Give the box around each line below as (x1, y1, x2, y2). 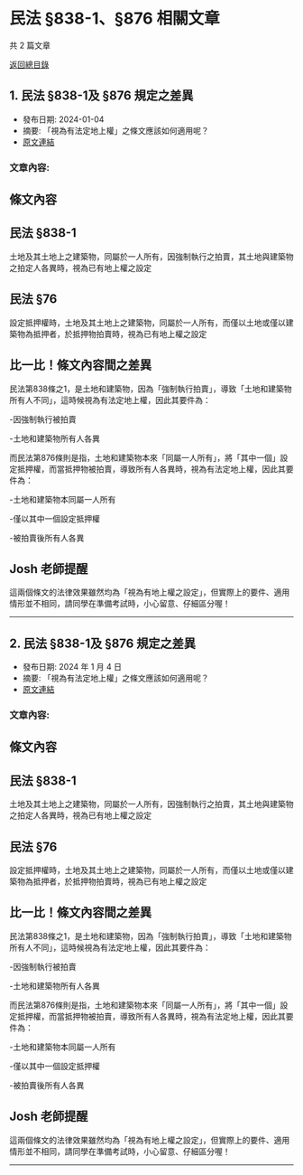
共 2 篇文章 (9, 40, 51, 51)
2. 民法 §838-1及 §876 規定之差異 (9, 635, 197, 651)
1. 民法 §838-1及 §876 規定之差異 (9, 88, 194, 104)
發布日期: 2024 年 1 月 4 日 (22, 662, 122, 672)
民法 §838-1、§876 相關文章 (9, 8, 221, 29)
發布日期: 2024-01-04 (22, 114, 105, 125)
